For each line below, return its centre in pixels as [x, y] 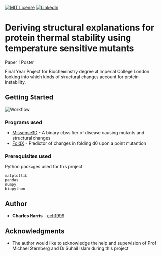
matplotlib [16, 176]
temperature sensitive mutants [70, 48]
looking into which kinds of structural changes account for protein [72, 77]
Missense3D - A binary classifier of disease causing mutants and [78, 133]
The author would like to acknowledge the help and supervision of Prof [84, 243]
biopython [15, 189]
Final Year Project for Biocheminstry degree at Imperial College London [77, 71]
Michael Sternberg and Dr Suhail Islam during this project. [71, 248]
